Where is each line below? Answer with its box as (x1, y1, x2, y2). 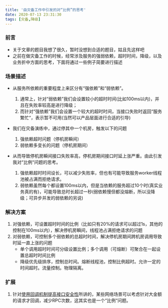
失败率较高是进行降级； (29, 102, 78, 108)
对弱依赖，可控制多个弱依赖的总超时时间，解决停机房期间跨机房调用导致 (12, 234, 162, 240)
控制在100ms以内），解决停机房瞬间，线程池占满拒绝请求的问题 (12, 227, 143, 233)
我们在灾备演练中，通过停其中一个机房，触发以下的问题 (12, 125, 127, 131)
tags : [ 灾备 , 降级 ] (5, 17, 41, 22)
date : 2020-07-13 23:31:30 (5, 12, 62, 17)
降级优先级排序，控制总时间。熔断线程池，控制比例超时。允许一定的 (20, 259, 161, 265)
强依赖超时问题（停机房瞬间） (20, 136, 82, 142)
